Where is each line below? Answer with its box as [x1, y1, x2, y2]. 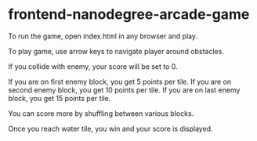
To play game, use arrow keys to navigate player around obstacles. [8, 46, 225, 56]
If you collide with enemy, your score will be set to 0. [8, 61, 178, 71]
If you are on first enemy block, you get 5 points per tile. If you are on [8, 77, 232, 86]
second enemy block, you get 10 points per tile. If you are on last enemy [8, 85, 241, 95]
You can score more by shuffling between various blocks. [8, 108, 194, 118]
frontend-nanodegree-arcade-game [8, 5, 250, 23]
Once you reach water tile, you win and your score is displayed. [8, 124, 213, 133]
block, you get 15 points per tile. [8, 93, 111, 103]
